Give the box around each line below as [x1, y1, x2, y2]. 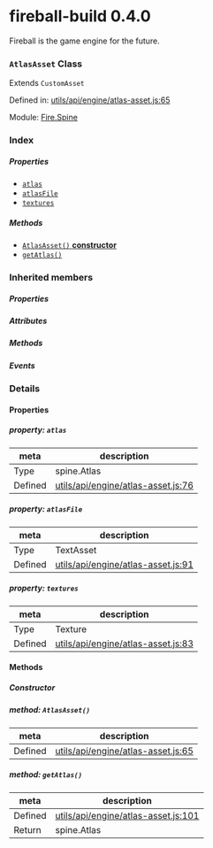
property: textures [9, 582, 79, 594]
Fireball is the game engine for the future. [9, 35, 161, 46]
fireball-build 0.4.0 [9, 6, 152, 27]
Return [13, 823, 42, 836]
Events [9, 360, 35, 371]
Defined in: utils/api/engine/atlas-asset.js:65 [9, 95, 171, 105]
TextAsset [55, 543, 97, 556]
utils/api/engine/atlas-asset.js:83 [55, 637, 194, 650]
